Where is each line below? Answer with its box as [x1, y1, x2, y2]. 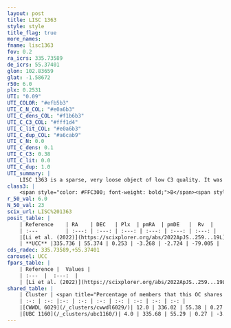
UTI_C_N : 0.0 [7, 138, 45, 145]
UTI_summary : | [7, 170, 51, 177]
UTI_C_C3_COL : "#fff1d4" [7, 118, 78, 126]
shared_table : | [7, 285, 54, 292]
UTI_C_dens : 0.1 [7, 144, 54, 151]
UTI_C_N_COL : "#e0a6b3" [7, 106, 76, 113]
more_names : [7, 36, 41, 43]
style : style [7, 23, 45, 30]
